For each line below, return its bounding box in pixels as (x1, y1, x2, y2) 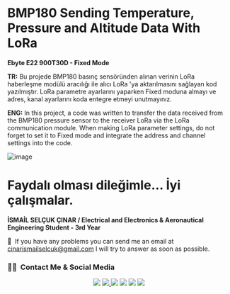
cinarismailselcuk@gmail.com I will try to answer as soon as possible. (7, 244, 210, 253)
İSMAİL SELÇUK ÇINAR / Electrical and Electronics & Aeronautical (7, 215, 204, 224)
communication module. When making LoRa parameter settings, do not (7, 123, 215, 132)
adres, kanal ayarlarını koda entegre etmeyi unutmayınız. (7, 94, 172, 103)
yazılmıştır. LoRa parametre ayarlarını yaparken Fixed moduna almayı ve (7, 87, 217, 96)
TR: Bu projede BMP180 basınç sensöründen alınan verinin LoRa (7, 72, 195, 81)
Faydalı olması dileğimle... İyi (7, 177, 181, 193)
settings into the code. (7, 138, 73, 147)
